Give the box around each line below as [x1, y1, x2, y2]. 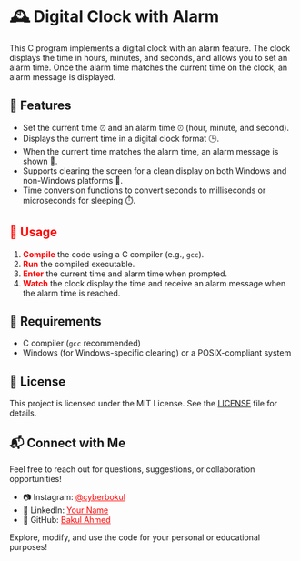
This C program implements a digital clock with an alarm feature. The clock [9, 42, 291, 54]
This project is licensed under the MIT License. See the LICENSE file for [9, 398, 278, 409]
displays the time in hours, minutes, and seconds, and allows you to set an [9, 52, 288, 63]
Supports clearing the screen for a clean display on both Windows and [22, 165, 287, 176]
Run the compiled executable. [22, 258, 135, 269]
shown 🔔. [22, 155, 58, 166]
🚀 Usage [9, 225, 57, 240]
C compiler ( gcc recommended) [22, 337, 141, 349]
